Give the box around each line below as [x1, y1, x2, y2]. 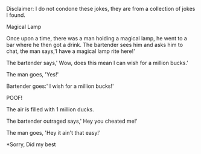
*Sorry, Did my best [6, 141, 56, 148]
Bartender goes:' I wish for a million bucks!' [6, 82, 114, 90]
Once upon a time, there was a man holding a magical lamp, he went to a [6, 35, 187, 42]
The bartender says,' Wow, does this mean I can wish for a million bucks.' [6, 60, 188, 66]
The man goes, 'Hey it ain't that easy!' [6, 129, 101, 136]
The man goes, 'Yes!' [6, 71, 59, 78]
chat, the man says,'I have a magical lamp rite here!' [6, 48, 136, 55]
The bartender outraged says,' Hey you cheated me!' [6, 117, 138, 125]
